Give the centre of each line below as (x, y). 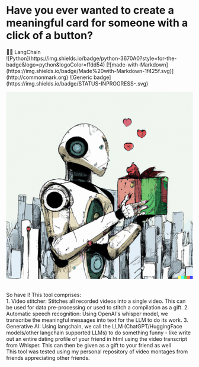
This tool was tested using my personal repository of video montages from (97, 352)
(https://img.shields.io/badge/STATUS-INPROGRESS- (71, 83)
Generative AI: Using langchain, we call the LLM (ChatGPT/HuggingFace (94, 326)
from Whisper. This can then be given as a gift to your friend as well (89, 345)
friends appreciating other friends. (48, 357)
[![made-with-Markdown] (137, 64)
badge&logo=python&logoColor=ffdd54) (56, 64)
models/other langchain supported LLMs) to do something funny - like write (99, 333)
